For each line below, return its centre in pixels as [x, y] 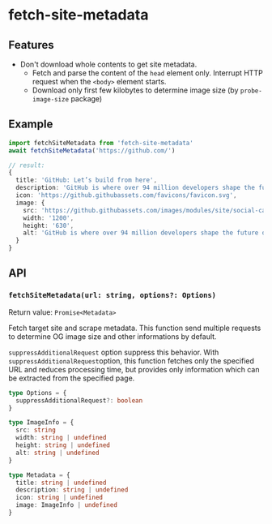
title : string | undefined [61, 483]
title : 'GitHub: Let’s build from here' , [87, 180]
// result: [27, 165]
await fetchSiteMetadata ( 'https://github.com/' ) [92, 150]
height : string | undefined [63, 445]
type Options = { [38, 393]
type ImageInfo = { [41, 423]
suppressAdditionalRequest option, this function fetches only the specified [132, 361]
